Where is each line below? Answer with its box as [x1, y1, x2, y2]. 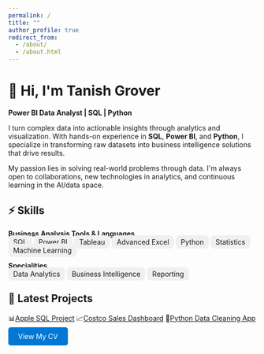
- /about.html [15, 48, 61, 56]
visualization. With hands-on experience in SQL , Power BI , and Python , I [8, 131, 244, 141]
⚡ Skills [8, 204, 45, 217]
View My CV [18, 331, 58, 341]
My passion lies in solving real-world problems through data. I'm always [8, 163, 242, 173]
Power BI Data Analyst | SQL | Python [8, 108, 132, 117]
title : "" [8, 19, 41, 27]
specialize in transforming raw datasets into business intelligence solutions [8, 139, 251, 149]
